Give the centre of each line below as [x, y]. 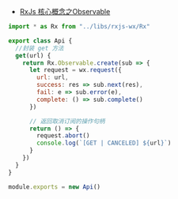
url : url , [53, 77]
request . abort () [63, 136]
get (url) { [33, 55]
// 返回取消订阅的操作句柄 [67, 121]
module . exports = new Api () [55, 187]
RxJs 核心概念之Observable [65, 11]
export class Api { [40, 41]
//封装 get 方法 [40, 48]
